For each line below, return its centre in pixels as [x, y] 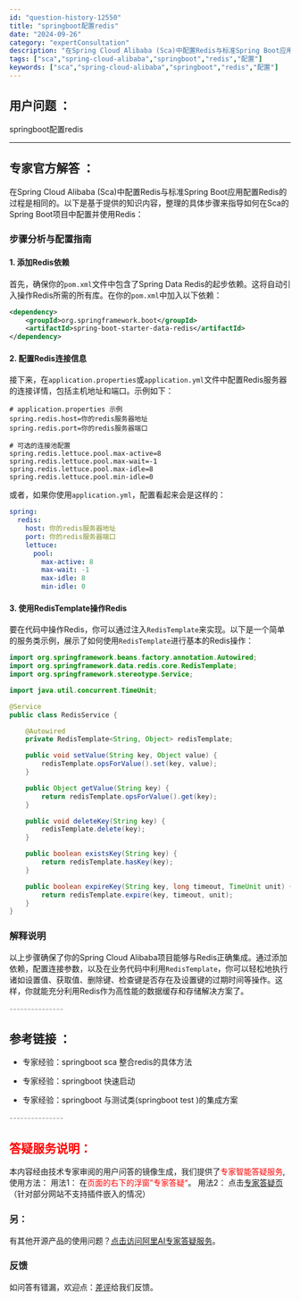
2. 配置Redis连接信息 [48, 358]
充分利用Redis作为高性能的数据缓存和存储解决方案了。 [148, 991]
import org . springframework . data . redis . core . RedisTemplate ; [124, 666]
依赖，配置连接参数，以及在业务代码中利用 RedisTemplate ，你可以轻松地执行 [149, 968]
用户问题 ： [40, 106]
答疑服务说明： [50, 1149]
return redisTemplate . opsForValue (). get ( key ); [129, 797]
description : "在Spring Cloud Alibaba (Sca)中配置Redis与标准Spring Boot [145, 51]
